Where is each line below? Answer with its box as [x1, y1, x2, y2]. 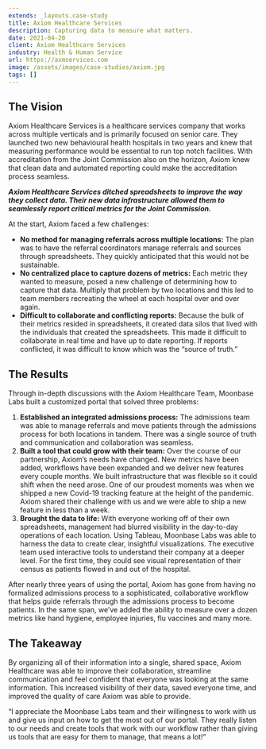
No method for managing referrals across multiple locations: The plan [19, 235, 254, 245]
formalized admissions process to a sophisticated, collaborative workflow [8, 589, 249, 598]
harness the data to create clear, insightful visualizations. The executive [19, 539, 255, 549]
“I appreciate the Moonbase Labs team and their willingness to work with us [8, 707, 256, 716]
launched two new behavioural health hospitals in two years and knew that [8, 138, 253, 148]
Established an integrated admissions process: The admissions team [19, 412, 250, 422]
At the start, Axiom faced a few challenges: [8, 219, 149, 229]
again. [19, 303, 40, 312]
